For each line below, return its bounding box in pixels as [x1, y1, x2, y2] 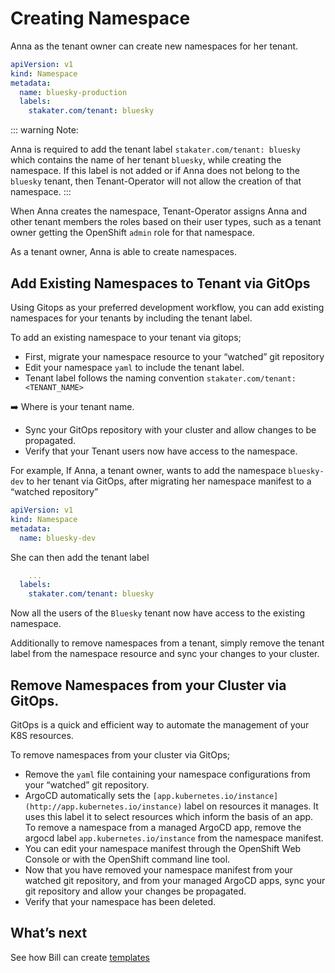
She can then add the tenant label [10, 551, 150, 563]
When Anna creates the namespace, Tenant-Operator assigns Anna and [10, 205, 307, 217]
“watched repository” [10, 486, 99, 497]
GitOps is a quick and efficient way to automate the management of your [10, 718, 310, 731]
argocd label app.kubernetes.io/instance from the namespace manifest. [24, 832, 324, 844]
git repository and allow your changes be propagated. [24, 885, 247, 897]
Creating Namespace [10, 7, 191, 30]
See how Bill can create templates [10, 951, 150, 963]
